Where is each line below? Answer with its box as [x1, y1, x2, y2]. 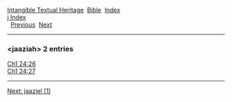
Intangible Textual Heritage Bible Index [7, 6, 121, 14]
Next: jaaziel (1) [7, 87, 51, 95]
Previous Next [10, 21, 52, 28]
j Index [7, 13, 26, 21]
